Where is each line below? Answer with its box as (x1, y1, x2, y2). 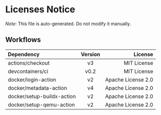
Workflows (5, 35, 41, 44)
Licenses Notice (5, 4, 76, 15)
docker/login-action (8, 76, 56, 83)
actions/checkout (8, 59, 50, 66)
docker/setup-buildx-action (8, 92, 76, 100)
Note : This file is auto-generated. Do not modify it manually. (5, 21, 131, 27)
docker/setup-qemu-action (8, 101, 75, 108)
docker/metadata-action (8, 84, 67, 91)
